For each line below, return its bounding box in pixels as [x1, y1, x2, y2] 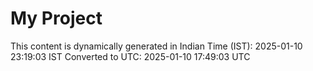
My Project [10, 7, 103, 30]
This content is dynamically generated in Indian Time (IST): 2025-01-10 [10, 40, 303, 52]
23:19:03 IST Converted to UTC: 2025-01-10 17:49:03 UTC [10, 50, 251, 62]
